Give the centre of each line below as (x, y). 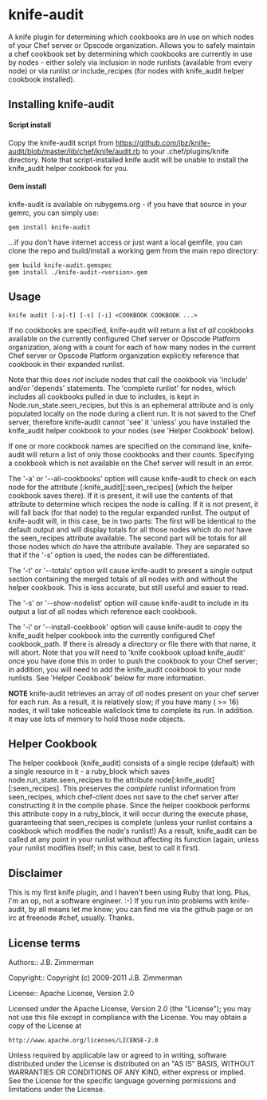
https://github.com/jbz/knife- (163, 142)
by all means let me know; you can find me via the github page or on (141, 910)
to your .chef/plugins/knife (186, 151)
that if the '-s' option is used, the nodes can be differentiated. (109, 555)
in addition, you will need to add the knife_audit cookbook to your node (125, 669)
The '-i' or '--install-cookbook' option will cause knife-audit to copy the (126, 627)
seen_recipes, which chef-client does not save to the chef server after (124, 797)
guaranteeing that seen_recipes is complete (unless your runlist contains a (130, 823)
